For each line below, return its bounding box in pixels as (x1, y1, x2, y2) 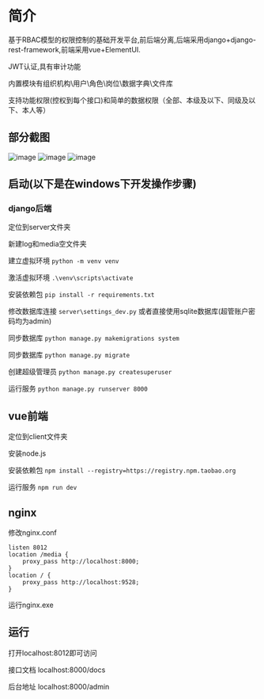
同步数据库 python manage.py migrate (8, 350, 130, 360)
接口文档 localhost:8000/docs (8, 665, 106, 674)
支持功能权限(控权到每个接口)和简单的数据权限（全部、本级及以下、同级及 (8, 95, 249, 105)
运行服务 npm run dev (8, 483, 77, 492)
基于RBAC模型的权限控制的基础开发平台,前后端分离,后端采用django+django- (8, 35, 257, 44)
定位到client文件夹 (8, 432, 68, 441)
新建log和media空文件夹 (8, 239, 87, 249)
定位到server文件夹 (8, 223, 71, 232)
